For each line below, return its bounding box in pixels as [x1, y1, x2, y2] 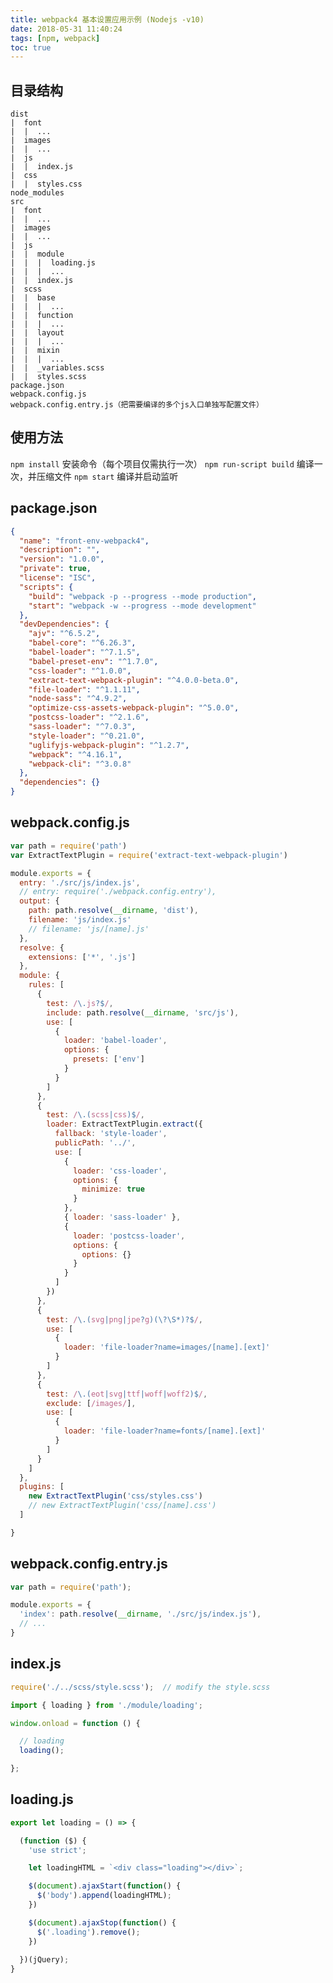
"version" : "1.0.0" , [19, 554, 105, 565]
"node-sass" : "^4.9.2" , [28, 694, 128, 704]
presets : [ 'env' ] [73, 1054, 145, 1065]
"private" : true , [19, 564, 92, 574]
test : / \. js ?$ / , [46, 998, 114, 1008]
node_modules [10, 188, 65, 198]
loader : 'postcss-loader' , [73, 1231, 186, 1241]
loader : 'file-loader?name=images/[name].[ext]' [63, 1342, 271, 1353]
